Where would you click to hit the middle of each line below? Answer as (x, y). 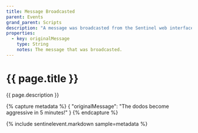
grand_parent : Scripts (34, 22)
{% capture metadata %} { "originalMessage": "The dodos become (88, 106)
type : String (33, 45)
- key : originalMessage (40, 39)
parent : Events (25, 17)
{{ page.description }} (33, 95)
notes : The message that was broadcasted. (70, 50)
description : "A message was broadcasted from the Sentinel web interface (100, 28)
